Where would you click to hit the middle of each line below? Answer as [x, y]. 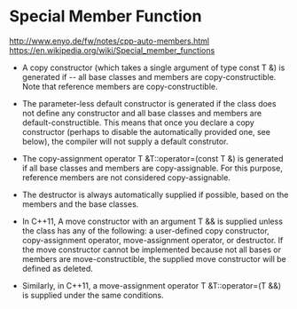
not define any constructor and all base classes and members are [142, 113]
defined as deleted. [57, 268]
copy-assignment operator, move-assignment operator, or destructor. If [152, 240]
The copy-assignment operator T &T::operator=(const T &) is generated [152, 158]
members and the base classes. [80, 204]
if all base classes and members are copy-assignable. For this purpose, [152, 168]
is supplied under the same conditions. [93, 295]
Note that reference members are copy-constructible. [120, 86]
